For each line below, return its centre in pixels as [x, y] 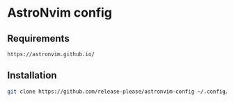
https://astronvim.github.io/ [51, 54]
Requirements [38, 39]
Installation [32, 75]
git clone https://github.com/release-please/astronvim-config [101, 92]
